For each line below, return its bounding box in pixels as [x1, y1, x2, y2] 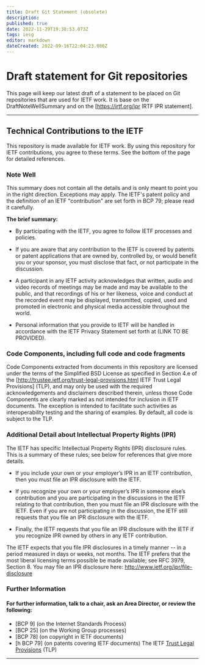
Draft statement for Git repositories [6, 70, 188, 83]
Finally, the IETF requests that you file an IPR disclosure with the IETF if [15, 525, 194, 532]
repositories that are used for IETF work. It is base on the [6, 96, 149, 103]
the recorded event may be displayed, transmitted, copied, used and [15, 296, 187, 303]
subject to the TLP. [6, 415, 54, 423]
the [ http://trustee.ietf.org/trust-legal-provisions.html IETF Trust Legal [6, 376, 181, 383]
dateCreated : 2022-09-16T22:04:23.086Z [6, 43, 108, 49]
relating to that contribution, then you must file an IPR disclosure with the [15, 500, 198, 507]
